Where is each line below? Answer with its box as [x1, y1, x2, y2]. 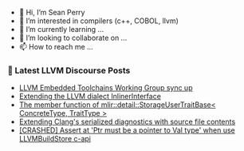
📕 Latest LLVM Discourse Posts [7, 65, 131, 76]
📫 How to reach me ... [18, 42, 93, 51]
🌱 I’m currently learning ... [18, 25, 104, 34]
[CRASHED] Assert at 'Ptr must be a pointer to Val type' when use [18, 125, 236, 135]
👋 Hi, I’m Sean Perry [18, 8, 85, 17]
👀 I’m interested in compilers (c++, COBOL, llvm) [18, 16, 179, 26]
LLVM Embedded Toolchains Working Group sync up [18, 83, 193, 93]
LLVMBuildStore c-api [18, 134, 91, 144]
